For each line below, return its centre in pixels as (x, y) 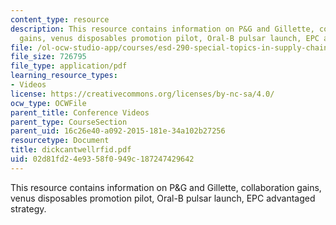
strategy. (28, 208)
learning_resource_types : (64, 76)
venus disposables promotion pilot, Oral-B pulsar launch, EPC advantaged (163, 198)
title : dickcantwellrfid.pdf (71, 150)
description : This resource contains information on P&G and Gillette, (162, 29)
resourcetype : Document (60, 141)
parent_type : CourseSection (69, 122)
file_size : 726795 (48, 57)
